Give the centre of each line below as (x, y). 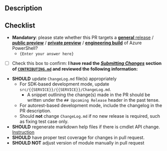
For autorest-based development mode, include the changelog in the (91, 106)
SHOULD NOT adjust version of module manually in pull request (78, 143)
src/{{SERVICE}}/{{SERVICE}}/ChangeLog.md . (65, 90)
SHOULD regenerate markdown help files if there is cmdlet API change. (86, 127)
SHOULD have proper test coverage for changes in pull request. (78, 137)
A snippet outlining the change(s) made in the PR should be (89, 95)
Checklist (20, 25)
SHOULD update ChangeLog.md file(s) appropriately (64, 79)
